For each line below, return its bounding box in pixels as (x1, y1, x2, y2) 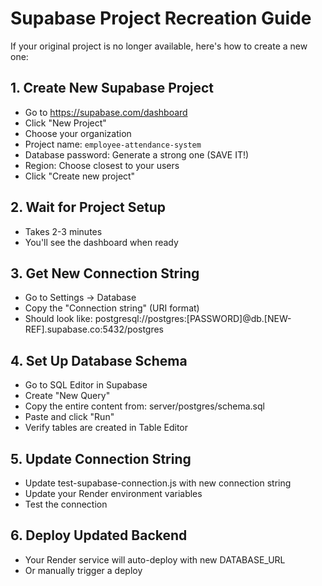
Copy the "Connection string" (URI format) (24, 302, 200, 314)
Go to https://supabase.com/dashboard (24, 106, 188, 118)
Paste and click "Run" (24, 411, 115, 423)
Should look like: (24, 313, 93, 325)
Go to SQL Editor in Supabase (24, 379, 148, 391)
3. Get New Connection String (10, 265, 200, 282)
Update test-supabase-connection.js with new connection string (24, 477, 292, 489)
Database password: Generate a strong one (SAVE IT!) (24, 148, 250, 161)
